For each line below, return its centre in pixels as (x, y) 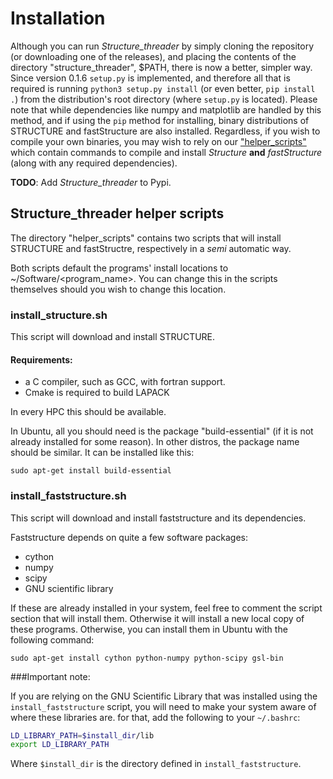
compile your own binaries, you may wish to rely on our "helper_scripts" (158, 141)
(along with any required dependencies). (94, 163)
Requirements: (41, 359)
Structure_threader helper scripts (117, 213)
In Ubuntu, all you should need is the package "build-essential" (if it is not (162, 431)
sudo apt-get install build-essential (91, 471)
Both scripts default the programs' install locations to (119, 268)
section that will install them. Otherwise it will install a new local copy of (157, 618)
